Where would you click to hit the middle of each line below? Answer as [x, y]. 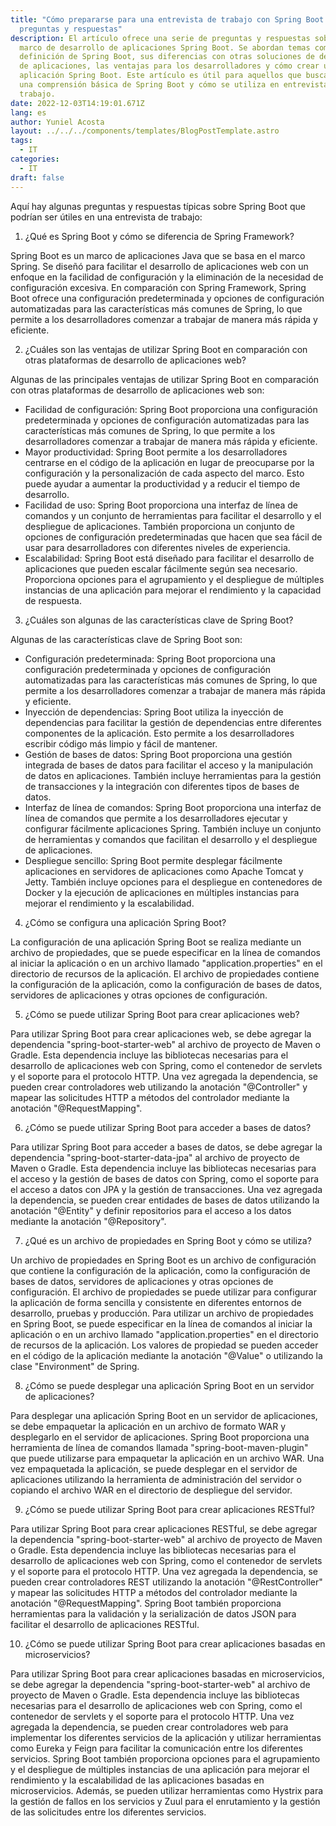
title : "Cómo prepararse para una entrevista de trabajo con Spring [156, 19]
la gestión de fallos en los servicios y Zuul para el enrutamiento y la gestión [165, 1801]
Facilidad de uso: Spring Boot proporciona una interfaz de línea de [161, 505]
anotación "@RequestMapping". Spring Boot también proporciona [146, 1603]
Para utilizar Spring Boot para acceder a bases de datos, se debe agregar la [166, 1147]
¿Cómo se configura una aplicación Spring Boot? [125, 922]
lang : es [28, 112]
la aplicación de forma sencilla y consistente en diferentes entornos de [156, 1302]
